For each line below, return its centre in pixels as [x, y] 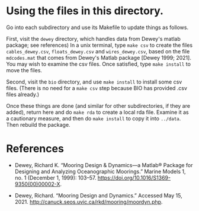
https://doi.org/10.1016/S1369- [134, 178]
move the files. [24, 70]
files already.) [23, 94]
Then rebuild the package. [38, 124]
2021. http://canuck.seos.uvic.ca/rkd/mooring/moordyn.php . [89, 202]
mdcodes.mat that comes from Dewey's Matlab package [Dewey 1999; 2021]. [99, 57]
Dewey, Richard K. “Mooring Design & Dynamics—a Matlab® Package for [104, 165]
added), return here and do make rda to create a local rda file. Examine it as [97, 112]
